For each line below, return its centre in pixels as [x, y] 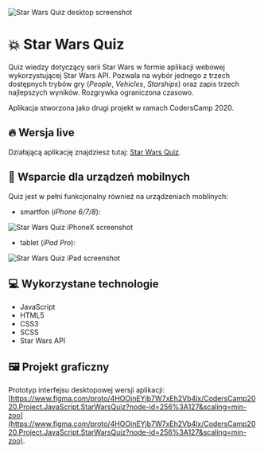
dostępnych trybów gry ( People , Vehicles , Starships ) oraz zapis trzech [124, 84]
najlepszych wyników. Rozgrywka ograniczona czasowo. [101, 92]
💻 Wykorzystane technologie [83, 284]
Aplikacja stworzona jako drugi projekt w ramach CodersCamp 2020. [121, 107]
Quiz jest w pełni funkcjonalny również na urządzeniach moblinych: [118, 196]
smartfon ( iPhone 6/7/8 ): [60, 212]
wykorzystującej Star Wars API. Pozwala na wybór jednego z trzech [119, 75]
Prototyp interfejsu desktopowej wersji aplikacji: [87, 390]
